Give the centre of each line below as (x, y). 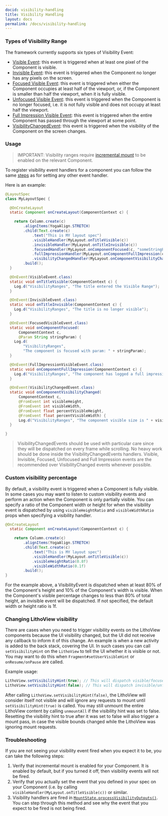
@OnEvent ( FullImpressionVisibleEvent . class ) (57, 364)
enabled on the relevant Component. (55, 160)
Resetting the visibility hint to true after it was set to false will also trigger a (82, 716)
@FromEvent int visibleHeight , (51, 402)
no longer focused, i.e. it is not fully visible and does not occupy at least (86, 104)
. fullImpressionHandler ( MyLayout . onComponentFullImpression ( (97, 254)
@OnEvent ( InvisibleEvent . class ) (43, 300)
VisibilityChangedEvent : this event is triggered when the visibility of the (86, 126)
